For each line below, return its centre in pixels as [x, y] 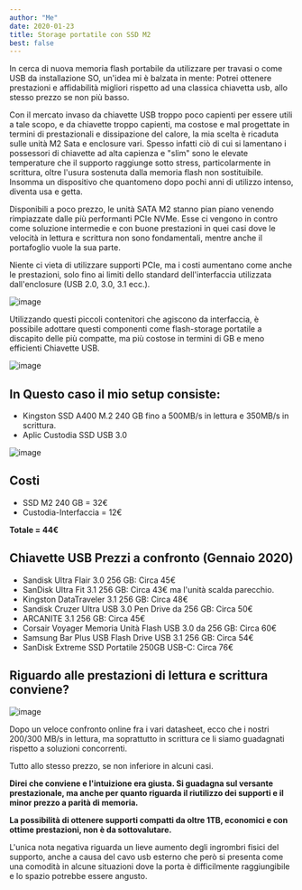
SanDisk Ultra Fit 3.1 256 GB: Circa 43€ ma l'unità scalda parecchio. [148, 589]
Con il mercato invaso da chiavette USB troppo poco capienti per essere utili [151, 115]
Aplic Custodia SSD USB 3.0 [75, 436]
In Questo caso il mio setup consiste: [115, 394]
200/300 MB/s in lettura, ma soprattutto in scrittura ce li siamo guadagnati [147, 738]
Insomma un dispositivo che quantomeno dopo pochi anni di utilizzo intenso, [151, 183]
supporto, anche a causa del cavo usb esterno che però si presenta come [146, 857]
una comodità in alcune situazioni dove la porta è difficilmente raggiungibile [150, 866]
